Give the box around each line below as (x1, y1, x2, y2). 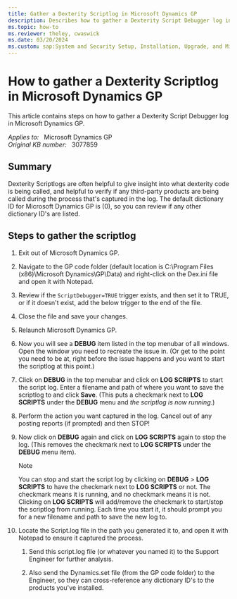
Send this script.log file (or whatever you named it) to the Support (28, 547, 219, 555)
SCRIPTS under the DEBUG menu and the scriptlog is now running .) (18, 397, 215, 406)
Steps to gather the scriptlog (8, 230, 136, 242)
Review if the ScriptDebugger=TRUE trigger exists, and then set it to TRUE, (18, 290, 229, 299)
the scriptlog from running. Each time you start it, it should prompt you (18, 505, 222, 513)
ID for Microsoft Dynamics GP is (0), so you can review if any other (8, 202, 202, 210)
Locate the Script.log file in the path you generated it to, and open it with (18, 526, 229, 534)
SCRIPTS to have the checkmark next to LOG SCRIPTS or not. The (18, 482, 211, 490)
